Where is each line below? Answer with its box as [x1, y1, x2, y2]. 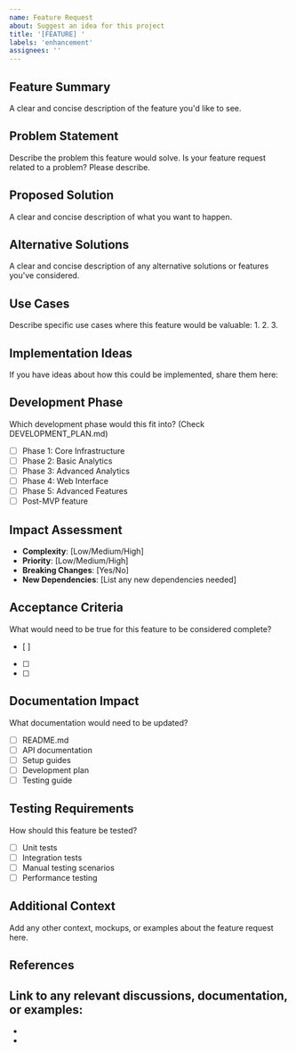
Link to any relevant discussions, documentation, [9, 988, 288, 1003]
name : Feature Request [9, 12, 93, 22]
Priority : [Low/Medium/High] [21, 555, 129, 566]
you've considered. [9, 270, 80, 281]
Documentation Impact [9, 694, 140, 709]
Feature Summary [9, 79, 111, 95]
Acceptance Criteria [9, 600, 124, 615]
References [9, 957, 75, 973]
